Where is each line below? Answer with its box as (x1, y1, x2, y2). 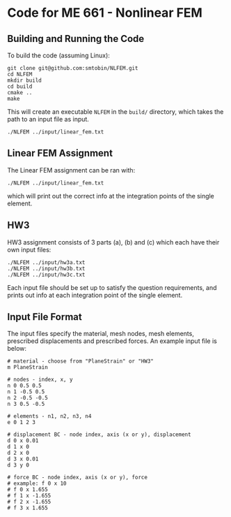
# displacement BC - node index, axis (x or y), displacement (7, 431, 191, 438)
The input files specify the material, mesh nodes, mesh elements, (7, 330, 195, 338)
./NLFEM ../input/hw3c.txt (7, 271, 86, 278)
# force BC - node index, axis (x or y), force (7, 474, 148, 481)
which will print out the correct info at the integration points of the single (7, 191, 214, 200)
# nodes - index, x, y (7, 376, 73, 384)
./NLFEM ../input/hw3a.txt (7, 258, 86, 266)
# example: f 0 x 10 (7, 480, 67, 487)
